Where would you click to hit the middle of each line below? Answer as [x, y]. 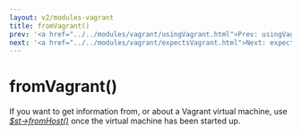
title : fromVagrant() [50, 26]
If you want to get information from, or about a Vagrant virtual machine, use [149, 112]
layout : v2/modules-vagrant [62, 17]
